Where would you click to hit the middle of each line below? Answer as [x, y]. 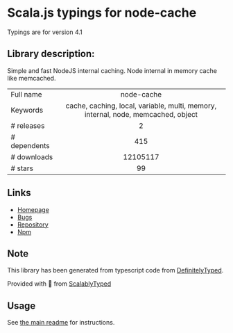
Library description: [51, 54]
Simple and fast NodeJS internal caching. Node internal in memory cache [112, 70]
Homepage [33, 209]
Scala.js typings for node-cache [102, 13]
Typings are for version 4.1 [45, 32]
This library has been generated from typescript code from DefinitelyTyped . [115, 270]
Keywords [27, 110]
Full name [27, 94]
